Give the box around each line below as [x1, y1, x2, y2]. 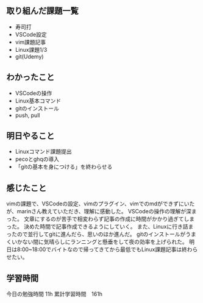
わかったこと [6, 72, 55, 82]
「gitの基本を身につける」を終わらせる [15, 163, 113, 171]
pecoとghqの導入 [15, 155, 60, 163]
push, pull [15, 112, 40, 119]
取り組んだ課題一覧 [6, 5, 79, 16]
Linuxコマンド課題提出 [15, 148, 72, 155]
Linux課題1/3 [15, 46, 48, 53]
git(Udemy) [15, 52, 44, 60]
